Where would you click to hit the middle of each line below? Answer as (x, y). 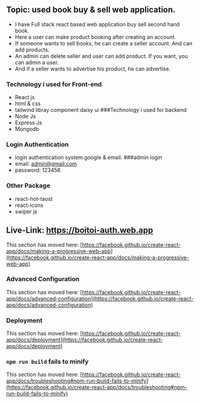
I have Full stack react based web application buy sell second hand (97, 24)
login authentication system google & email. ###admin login (88, 157)
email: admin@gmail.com (46, 164)
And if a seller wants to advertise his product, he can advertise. (93, 69)
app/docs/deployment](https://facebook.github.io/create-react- (84, 340)
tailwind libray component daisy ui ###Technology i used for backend (101, 110)
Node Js (25, 117)
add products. (32, 50)
